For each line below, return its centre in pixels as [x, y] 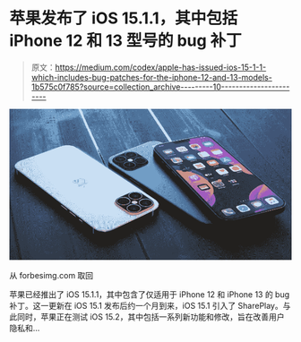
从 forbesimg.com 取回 [52, 276]
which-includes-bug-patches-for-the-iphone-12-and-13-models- [152, 77]
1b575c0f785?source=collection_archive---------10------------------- [160, 87]
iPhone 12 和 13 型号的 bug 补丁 [125, 41]
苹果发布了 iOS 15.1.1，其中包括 [124, 18]
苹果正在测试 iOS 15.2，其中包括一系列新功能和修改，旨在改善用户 [162, 317]
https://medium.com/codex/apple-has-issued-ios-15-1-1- [161, 67]
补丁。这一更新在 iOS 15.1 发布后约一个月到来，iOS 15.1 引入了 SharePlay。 [146, 306]
